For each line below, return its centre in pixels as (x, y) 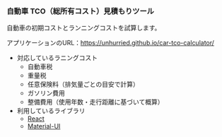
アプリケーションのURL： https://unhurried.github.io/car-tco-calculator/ (111, 43)
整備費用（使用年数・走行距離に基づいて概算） (95, 102)
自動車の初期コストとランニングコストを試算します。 (84, 28)
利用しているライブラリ (51, 111)
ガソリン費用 (46, 93)
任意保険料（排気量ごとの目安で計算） (83, 84)
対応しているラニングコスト (57, 58)
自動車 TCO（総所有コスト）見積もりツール (81, 11)
